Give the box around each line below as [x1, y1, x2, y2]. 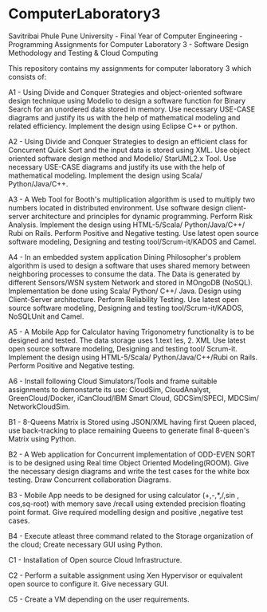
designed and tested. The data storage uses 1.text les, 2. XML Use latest [8, 335, 245, 345]
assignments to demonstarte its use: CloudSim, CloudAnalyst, [8, 384, 211, 394]
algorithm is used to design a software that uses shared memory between [8, 261, 251, 270]
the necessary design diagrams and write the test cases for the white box [8, 466, 250, 476]
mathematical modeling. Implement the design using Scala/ [8, 171, 203, 180]
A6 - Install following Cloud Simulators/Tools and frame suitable [8, 376, 218, 386]
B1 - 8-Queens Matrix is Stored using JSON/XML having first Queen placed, [8, 417, 257, 426]
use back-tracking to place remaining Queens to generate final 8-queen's [8, 426, 249, 435]
